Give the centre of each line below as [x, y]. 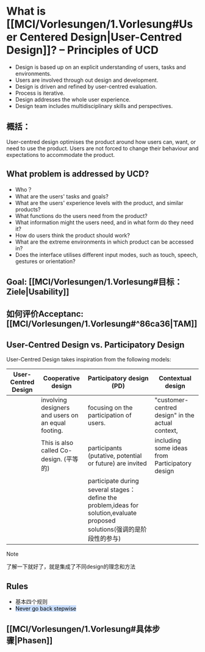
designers [56, 408]
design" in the [174, 415]
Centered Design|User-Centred [101, 37]
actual [164, 423]
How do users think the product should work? [72, 235]
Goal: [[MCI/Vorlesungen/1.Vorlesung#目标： [95, 282]
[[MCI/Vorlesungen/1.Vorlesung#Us [100, 24]
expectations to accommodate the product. [61, 154]
